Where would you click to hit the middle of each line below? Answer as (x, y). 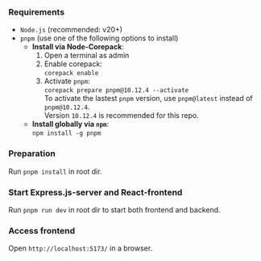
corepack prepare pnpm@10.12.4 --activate (116, 91)
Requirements (37, 12)
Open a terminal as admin (87, 56)
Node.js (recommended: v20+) (71, 30)
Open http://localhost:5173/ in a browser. (81, 248)
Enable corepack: (73, 64)
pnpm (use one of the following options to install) (99, 38)
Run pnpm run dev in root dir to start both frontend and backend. (114, 209)
